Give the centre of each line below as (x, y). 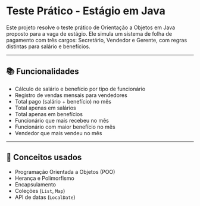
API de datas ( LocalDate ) (45, 197)
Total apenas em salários (45, 108)
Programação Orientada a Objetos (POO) (65, 171)
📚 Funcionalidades (43, 72)
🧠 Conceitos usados (44, 157)
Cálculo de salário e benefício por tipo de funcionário (80, 89)
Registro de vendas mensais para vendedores (71, 95)
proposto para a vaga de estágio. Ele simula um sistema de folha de (89, 33)
